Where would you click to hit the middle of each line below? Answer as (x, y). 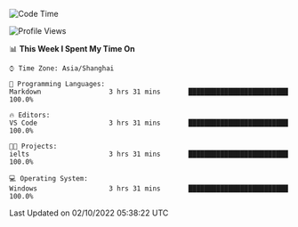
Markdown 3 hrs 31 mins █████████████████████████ (149, 92)
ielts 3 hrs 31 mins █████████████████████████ (149, 154)
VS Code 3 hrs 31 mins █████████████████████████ (149, 123)
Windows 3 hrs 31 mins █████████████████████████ (149, 189)
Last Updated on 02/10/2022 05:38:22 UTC (89, 213)
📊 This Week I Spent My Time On (72, 49)
